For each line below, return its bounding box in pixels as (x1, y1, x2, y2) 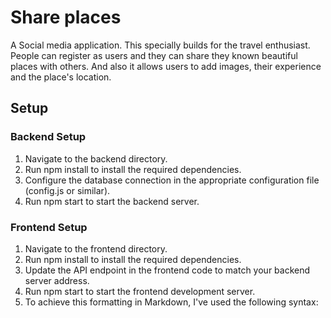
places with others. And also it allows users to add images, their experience (10, 60, 322, 72)
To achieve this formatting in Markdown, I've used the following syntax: (24, 296, 319, 308)
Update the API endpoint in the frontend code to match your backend (24, 264, 311, 276)
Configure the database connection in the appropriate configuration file (24, 174, 320, 186)
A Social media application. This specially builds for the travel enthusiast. (10, 39, 311, 51)
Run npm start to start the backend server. (24, 195, 200, 207)
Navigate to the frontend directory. (24, 242, 168, 255)
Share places (10, 6, 122, 29)
